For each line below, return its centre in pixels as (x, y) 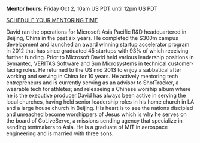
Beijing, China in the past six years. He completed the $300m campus (92, 38)
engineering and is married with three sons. (60, 133)
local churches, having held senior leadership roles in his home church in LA (100, 102)
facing (14, 70)
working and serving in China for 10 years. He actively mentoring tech (92, 76)
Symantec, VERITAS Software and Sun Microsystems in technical (87, 63)
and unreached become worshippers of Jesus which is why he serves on (96, 114)
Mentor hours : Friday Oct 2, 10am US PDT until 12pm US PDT (82, 8)
